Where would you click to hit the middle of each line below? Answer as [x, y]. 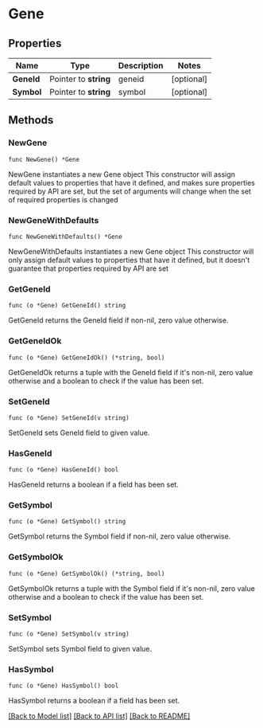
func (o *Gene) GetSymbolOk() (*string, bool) [87, 573]
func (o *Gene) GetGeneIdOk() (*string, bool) [87, 358]
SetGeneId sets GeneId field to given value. [79, 432]
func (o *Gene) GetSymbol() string [67, 522]
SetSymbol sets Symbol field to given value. [80, 649]
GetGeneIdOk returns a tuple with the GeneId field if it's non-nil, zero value [131, 372]
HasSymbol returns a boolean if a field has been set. [94, 701]
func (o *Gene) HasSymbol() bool [64, 686]
